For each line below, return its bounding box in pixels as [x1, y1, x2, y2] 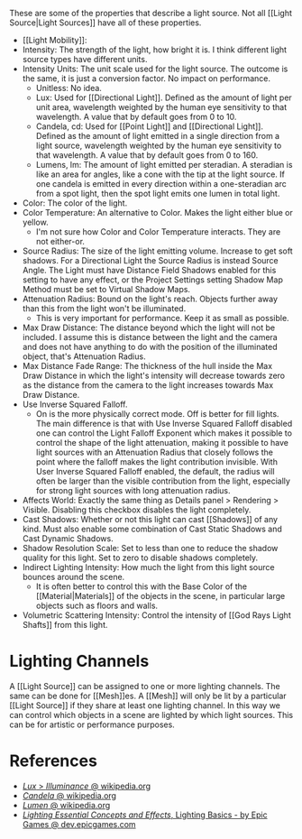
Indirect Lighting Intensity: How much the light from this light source [22, 562, 275, 572]
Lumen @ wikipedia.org [22, 799, 111, 810]
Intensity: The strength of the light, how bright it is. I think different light [22, 44, 287, 55]
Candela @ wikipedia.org [22, 789, 117, 801]
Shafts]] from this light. [22, 620, 108, 630]
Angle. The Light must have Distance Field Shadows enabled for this [22, 265, 277, 275]
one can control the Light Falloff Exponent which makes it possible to [35, 428, 293, 438]
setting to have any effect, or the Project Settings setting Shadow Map [22, 274, 284, 285]
